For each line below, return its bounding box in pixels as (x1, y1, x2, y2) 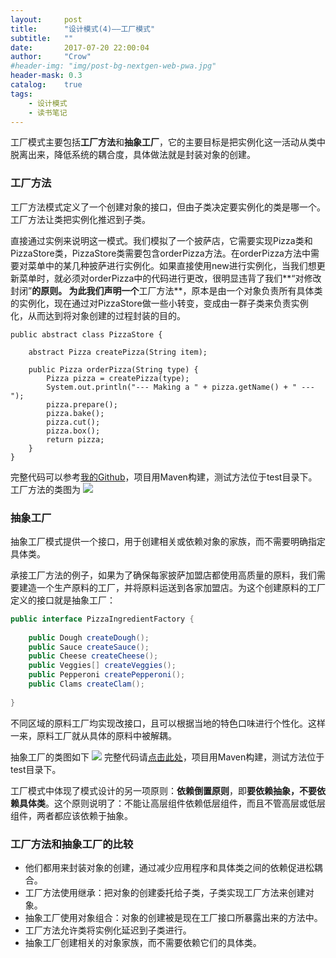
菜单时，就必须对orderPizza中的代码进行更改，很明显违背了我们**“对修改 (18, 272, 322, 284)
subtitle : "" (10, 33, 74, 43)
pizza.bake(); (46, 408, 105, 418)
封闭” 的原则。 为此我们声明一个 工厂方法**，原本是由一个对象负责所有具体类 (10, 284, 323, 296)
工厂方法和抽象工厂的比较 (10, 837, 134, 851)
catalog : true (10, 80, 83, 90)
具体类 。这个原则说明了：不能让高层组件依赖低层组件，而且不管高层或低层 (18, 797, 326, 809)
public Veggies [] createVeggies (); (28, 661, 177, 671)
